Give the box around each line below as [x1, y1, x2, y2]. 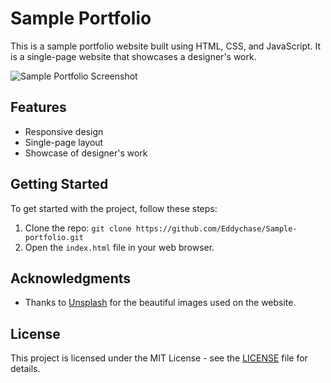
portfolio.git [24, 232, 84, 242]
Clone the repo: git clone [24, 222, 132, 234]
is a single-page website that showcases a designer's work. [10, 50, 257, 62]
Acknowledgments [10, 270, 132, 287]
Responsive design [24, 125, 104, 137]
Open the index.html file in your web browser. [24, 241, 215, 253]
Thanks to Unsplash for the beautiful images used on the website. [24, 297, 297, 309]
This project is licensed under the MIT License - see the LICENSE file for [10, 352, 308, 364]
